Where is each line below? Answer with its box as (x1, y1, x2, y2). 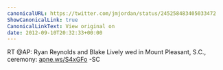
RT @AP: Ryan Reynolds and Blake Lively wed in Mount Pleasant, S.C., (7, 48, 207, 56)
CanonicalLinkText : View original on (7, 23, 115, 30)
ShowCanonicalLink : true (7, 16, 78, 23)
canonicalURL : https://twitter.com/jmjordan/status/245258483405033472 (7, 10, 216, 17)
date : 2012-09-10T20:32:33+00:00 (7, 29, 103, 36)
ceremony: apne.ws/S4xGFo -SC (7, 56, 101, 64)
